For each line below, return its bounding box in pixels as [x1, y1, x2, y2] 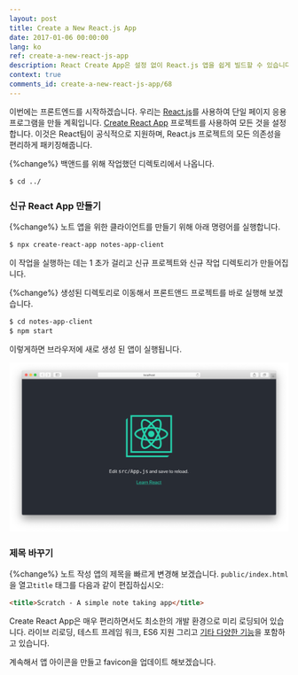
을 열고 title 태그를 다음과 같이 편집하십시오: [9, 580, 164, 591]
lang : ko [9, 43, 42, 51]
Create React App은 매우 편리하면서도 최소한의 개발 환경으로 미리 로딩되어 [9, 616, 268, 626]
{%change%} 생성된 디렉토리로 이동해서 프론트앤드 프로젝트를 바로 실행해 [9, 287, 267, 298]
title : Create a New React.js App [9, 23, 137, 33]
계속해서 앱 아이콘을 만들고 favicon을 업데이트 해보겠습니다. [9, 656, 216, 668]
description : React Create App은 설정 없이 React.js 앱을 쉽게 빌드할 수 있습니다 [9, 61, 292, 70]
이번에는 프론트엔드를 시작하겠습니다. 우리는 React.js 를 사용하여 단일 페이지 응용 [9, 106, 287, 117]
